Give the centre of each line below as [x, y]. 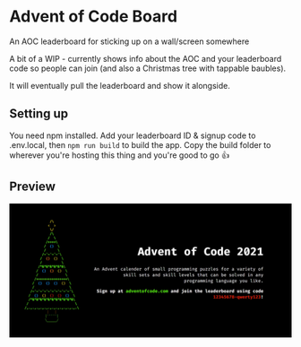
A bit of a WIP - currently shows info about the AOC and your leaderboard [146, 58]
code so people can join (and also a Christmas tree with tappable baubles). [148, 68]
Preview [33, 187]
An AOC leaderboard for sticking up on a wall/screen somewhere [129, 41]
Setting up [39, 114]
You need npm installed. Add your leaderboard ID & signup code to [133, 135]
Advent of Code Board [93, 17]
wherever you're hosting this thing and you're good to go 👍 [120, 155]
